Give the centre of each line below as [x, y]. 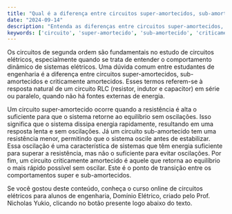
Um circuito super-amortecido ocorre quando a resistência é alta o [102, 109]
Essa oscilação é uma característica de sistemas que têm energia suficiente [115, 146]
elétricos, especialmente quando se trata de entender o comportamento [109, 60]
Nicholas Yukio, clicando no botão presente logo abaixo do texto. [100, 203]
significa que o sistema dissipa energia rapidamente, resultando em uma [110, 124]
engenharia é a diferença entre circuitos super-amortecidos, [93, 74]
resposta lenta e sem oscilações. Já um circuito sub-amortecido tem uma [112, 131]
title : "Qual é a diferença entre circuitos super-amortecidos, [101, 13]
